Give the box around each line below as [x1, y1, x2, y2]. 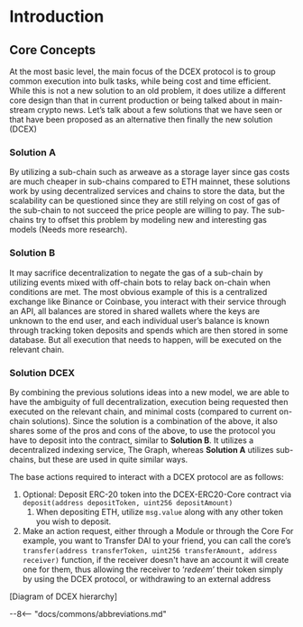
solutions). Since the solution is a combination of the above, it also [31, 415, 278, 426]
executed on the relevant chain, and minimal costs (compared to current [9, 406, 278, 417]
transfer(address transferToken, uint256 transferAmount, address [22, 546, 278, 556]
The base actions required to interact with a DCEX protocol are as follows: [9, 471, 284, 482]
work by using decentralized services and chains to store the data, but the [9, 186, 286, 197]
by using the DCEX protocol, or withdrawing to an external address [22, 573, 271, 584]
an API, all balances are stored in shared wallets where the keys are [9, 305, 260, 317]
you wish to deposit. [35, 516, 112, 527]
